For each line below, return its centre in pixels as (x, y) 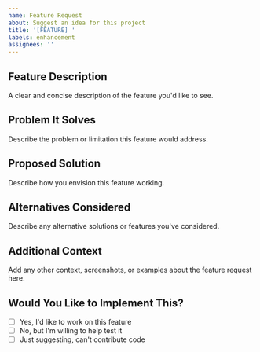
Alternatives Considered (70, 207)
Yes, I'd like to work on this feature (75, 322)
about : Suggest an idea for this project (77, 23)
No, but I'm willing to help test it (71, 331)
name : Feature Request (45, 15)
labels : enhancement (42, 37)
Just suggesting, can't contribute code (82, 339)
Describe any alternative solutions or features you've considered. (114, 226)
